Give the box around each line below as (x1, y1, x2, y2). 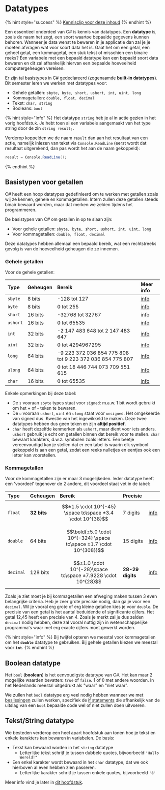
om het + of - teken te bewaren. (12, 405, 77, 411)
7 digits (122, 510, 140, 517)
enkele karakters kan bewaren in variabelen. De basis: (5, 735, 114, 741)
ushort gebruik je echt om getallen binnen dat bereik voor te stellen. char (12, 431, 160, 437)
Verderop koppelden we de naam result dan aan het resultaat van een (5, 135, 148, 141)
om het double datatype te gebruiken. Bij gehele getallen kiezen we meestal (5, 639, 158, 645)
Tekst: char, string (12, 100, 53, 106)
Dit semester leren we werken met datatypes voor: (5, 80, 108, 86)
